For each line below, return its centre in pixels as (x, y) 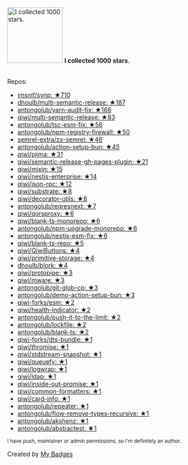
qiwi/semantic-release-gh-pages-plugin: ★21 (83, 162)
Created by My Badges (40, 454)
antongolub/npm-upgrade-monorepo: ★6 (77, 228)
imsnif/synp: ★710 (44, 95)
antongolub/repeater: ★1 (53, 406)
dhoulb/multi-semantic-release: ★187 (71, 102)
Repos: (17, 82)
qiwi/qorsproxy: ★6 (45, 213)
